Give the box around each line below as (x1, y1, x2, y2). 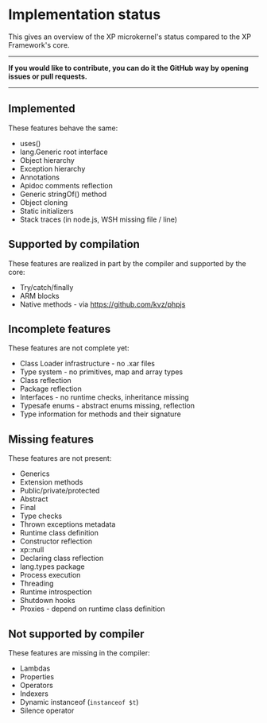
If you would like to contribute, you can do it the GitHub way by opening (8, 63, 249, 72)
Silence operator (19, 706, 75, 715)
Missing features (8, 432, 94, 446)
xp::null (19, 545, 44, 555)
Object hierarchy (19, 155, 75, 164)
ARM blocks (19, 291, 60, 300)
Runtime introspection (19, 587, 93, 597)
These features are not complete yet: (8, 343, 130, 353)
